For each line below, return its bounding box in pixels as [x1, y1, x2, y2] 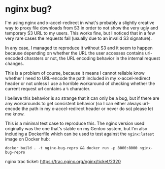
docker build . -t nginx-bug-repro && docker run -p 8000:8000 [5, 145, 138, 150]
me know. [5, 111, 25, 116]
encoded [5, 55, 24, 61]
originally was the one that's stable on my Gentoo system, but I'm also [5, 125, 148, 131]
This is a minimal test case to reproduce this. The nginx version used [5, 120, 145, 126]
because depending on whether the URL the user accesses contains [5, 50, 144, 56]
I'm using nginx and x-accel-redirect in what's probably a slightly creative [5, 20, 155, 26]
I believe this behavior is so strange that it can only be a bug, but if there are [5, 95, 160, 101]
